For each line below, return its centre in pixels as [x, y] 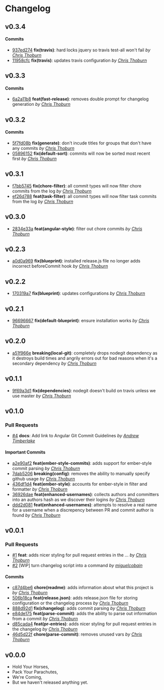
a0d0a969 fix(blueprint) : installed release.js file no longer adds [76, 261]
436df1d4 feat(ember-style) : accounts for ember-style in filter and [80, 484]
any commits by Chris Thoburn [43, 148]
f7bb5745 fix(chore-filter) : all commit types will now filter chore [77, 186]
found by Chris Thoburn [36, 515]
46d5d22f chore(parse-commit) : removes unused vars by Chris [77, 634]
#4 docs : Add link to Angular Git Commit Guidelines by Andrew [75, 436]
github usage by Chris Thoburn [43, 478]
